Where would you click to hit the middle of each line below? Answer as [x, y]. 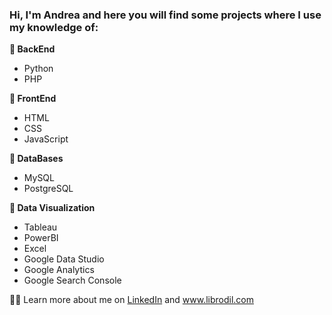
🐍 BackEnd [32, 49]
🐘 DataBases [36, 159]
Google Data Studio [64, 259]
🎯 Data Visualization [52, 208]
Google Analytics [59, 270]
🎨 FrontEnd [33, 99]
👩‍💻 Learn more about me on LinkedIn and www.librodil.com [131, 300]
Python [38, 69]
